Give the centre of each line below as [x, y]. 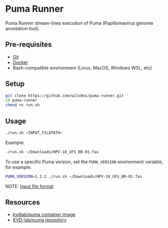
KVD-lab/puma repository [40, 220]
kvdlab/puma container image [44, 215]
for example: [19, 167]
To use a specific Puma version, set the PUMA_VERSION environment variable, [84, 162]
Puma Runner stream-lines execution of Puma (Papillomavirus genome [79, 23]
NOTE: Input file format [30, 186]
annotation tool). [22, 28]
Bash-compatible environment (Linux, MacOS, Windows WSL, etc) [82, 67]
